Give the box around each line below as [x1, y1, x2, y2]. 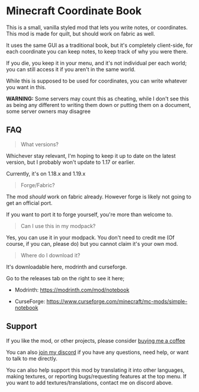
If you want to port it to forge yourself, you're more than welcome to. [6, 211, 174, 218]
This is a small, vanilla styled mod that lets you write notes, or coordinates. [6, 24, 188, 31]
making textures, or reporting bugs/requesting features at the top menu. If [6, 372, 187, 380]
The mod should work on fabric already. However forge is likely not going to [6, 193, 191, 200]
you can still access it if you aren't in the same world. [6, 65, 136, 72]
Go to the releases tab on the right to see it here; [6, 274, 125, 282]
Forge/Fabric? [20, 181, 55, 188]
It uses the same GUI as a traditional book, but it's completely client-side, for [6, 42, 193, 49]
